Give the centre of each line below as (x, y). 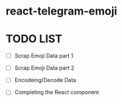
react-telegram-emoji (61, 11)
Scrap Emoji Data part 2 (44, 68)
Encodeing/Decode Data (45, 80)
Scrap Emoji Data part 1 (44, 56)
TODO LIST (34, 39)
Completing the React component (57, 92)
